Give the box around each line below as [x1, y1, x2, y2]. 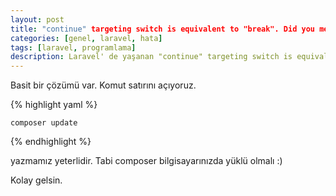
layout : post [10, 14, 65, 25]
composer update [10, 118, 78, 128]
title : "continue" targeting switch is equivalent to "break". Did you [10, 24, 315, 34]
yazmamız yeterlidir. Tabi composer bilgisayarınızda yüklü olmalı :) [10, 155, 283, 167]
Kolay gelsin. [10, 174, 63, 186]
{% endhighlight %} [10, 136, 92, 148]
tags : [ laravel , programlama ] [10, 42, 137, 53]
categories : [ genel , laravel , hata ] [10, 33, 163, 43]
